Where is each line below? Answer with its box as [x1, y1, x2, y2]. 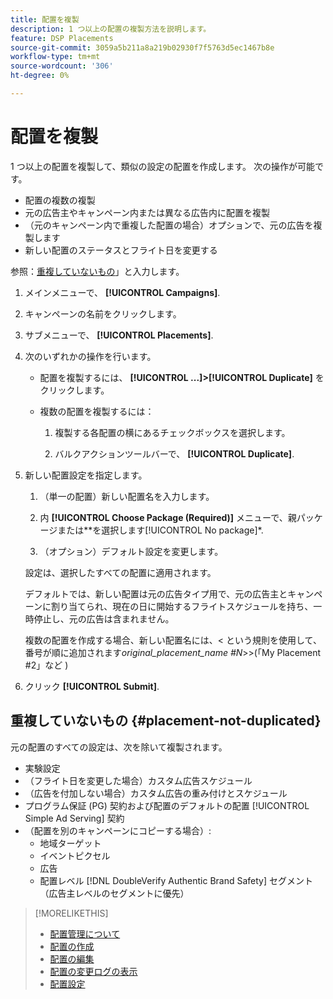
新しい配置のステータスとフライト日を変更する [24, 244, 218, 256]
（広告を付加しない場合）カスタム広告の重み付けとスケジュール [24, 787, 288, 799]
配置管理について [49, 927, 121, 940]
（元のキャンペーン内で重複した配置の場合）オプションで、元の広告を [24, 219, 314, 231]
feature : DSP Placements [10, 33, 114, 43]
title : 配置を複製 [10, 14, 80, 25]
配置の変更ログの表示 [49, 965, 138, 977]
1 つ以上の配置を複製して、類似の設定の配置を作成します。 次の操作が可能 [10, 160, 316, 172]
